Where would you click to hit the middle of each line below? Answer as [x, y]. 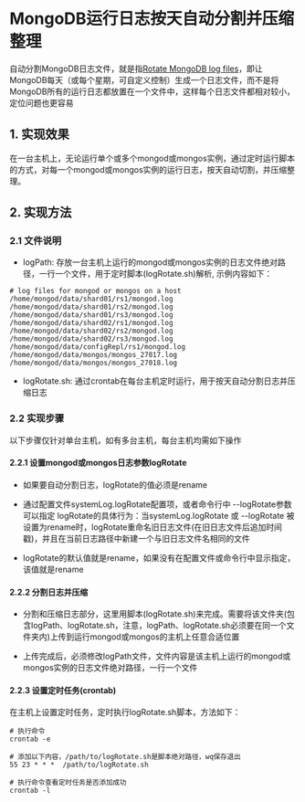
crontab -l [30, 791]
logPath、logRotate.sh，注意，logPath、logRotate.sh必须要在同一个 [158, 626]
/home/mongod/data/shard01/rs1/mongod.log [91, 299]
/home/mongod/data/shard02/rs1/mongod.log [91, 323]
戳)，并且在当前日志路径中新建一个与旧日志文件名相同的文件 [136, 538]
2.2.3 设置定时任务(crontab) [63, 690]
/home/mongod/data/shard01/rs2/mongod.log [91, 307]
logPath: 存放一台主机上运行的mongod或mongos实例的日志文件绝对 [150, 262]
